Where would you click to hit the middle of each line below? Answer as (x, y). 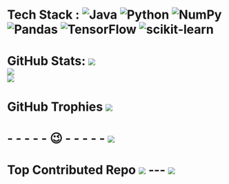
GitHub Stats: (47, 61)
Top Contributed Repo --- (86, 170)
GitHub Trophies (55, 107)
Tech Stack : (43, 15)
